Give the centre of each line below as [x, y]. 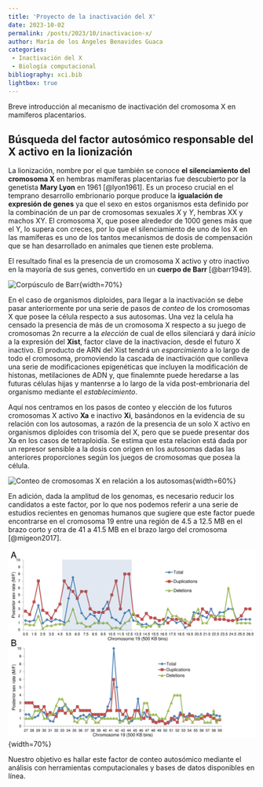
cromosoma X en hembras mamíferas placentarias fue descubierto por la [127, 179]
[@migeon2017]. [35, 538]
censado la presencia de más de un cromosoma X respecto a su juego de [127, 325]
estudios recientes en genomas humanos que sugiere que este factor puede [131, 513]
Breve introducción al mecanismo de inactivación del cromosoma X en [122, 106]
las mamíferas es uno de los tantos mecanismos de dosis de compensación [130, 238]
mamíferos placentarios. [47, 115]
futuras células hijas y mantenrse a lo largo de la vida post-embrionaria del [129, 384]
